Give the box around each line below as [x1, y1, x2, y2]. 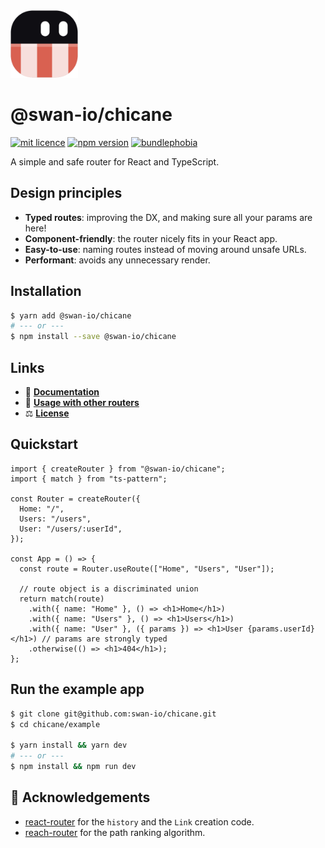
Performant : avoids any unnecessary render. [24, 254, 211, 266]
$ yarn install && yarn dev [10, 740, 128, 751]
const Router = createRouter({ [10, 494, 141, 504]
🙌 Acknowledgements [10, 789, 151, 806]
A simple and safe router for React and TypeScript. [10, 155, 220, 168]
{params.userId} [247, 624, 315, 634]
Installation [10, 283, 82, 300]
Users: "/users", [19, 514, 92, 524]
